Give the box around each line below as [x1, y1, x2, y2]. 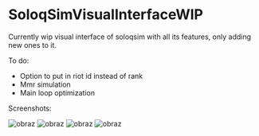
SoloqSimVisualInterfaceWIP [8, 6, 203, 24]
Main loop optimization [19, 87, 96, 97]
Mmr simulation [19, 80, 72, 89]
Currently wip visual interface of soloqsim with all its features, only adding [8, 32, 252, 41]
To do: [8, 56, 29, 65]
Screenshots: [8, 103, 52, 113]
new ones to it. [8, 40, 57, 49]
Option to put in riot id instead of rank [19, 71, 143, 80]
